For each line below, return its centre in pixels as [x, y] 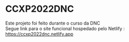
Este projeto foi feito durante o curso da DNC [53, 23]
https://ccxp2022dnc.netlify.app [39, 34]
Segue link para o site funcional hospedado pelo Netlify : [65, 28]
